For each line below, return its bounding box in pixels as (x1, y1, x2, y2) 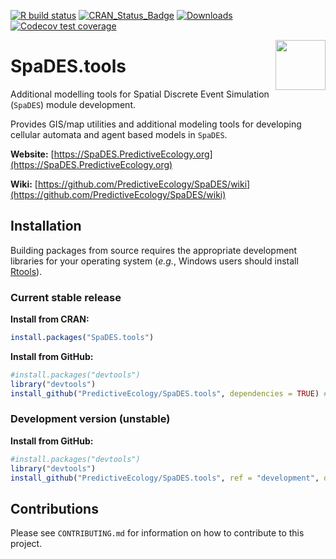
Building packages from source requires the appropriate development (10, 244, 298, 256)
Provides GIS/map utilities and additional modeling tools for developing (10, 118, 302, 130)
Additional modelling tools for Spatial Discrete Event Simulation (10, 88, 270, 100)
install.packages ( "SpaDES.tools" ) (10, 333, 155, 343)
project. (10, 538, 43, 550)
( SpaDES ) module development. (10, 98, 136, 110)
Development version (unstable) (10, 412, 171, 426)
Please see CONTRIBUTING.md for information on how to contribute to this (10, 527, 305, 539)
